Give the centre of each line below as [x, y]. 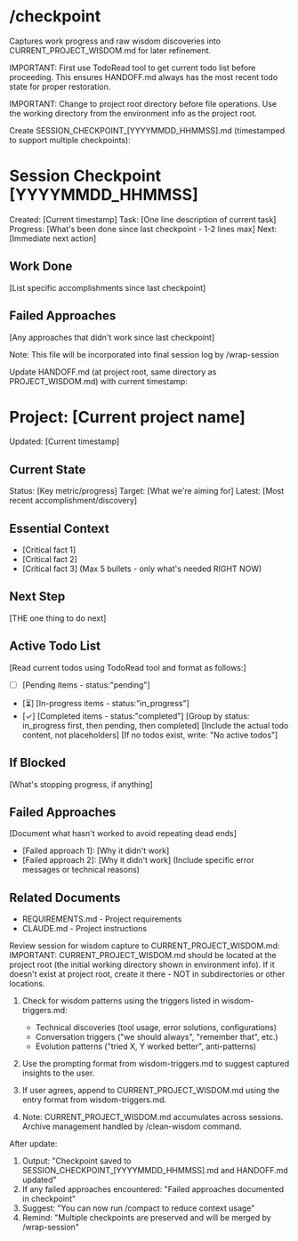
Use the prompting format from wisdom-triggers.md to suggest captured [156, 1064]
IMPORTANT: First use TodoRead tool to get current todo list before [133, 68]
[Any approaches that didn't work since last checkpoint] [112, 337]
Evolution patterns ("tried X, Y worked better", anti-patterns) [145, 1046]
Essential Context [59, 528]
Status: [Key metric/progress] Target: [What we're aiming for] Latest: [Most [147, 491]
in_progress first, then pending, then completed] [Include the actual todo [155, 725]
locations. [27, 984]
